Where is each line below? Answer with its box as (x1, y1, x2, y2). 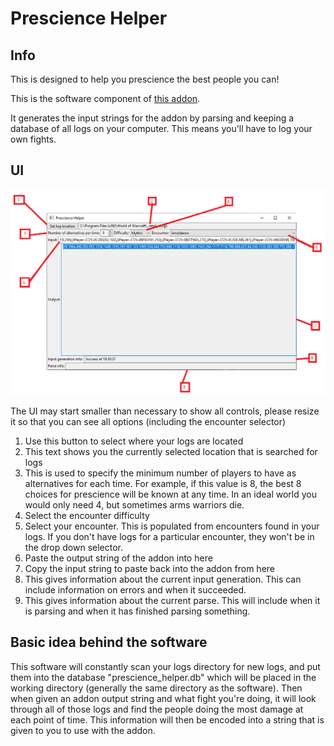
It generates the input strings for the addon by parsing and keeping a (10, 112, 295, 124)
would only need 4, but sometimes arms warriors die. (24, 499, 245, 511)
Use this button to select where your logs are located (24, 435, 244, 447)
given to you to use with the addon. (10, 724, 156, 736)
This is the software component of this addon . (10, 93, 201, 104)
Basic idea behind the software (10, 634, 208, 651)
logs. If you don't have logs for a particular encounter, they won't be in (24, 531, 315, 543)
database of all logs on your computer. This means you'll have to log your (10, 123, 313, 134)
